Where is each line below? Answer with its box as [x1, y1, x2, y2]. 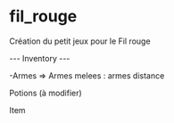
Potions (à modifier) [9, 87, 82, 98]
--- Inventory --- [9, 53, 70, 63]
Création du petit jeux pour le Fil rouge [9, 36, 151, 46]
